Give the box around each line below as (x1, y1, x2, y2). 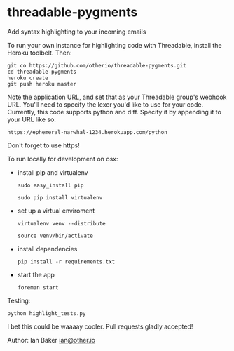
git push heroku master (7, 80, 77, 88)
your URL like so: (7, 115, 56, 124)
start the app (17, 270, 55, 279)
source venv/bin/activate (17, 232, 93, 239)
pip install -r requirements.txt (17, 258, 116, 265)
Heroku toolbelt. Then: (7, 48, 72, 57)
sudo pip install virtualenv (17, 194, 103, 201)
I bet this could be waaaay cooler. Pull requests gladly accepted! (7, 322, 193, 331)
